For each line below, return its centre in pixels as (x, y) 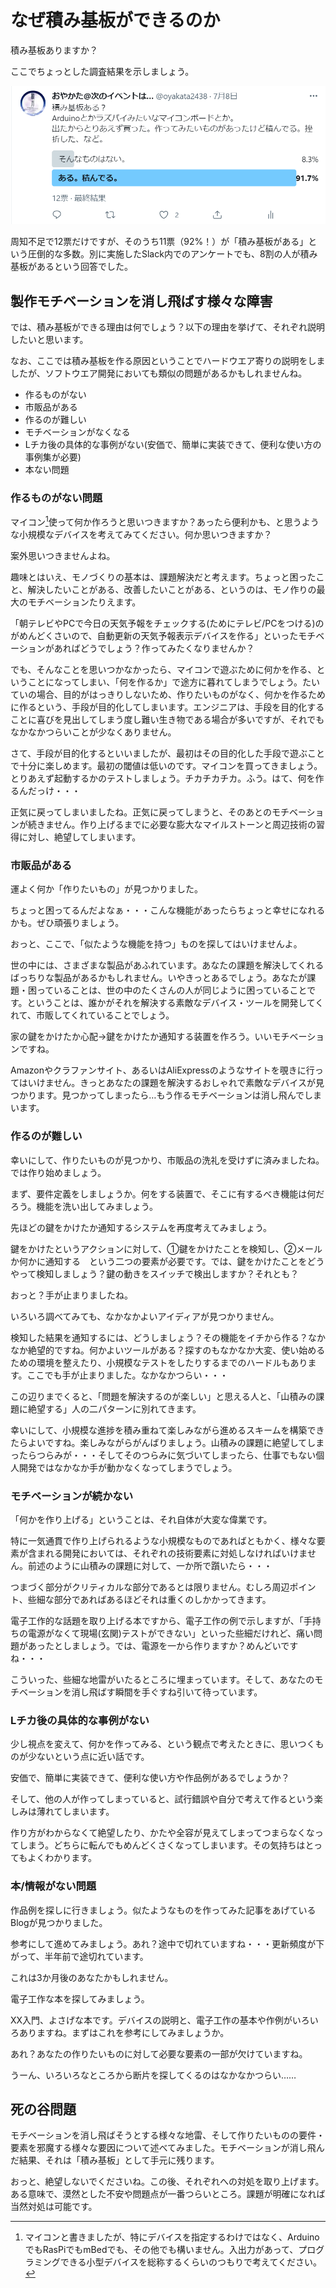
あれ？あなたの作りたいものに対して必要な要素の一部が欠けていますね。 (159, 2053)
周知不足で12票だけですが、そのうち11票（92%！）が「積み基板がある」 (159, 242)
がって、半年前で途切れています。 (79, 1956)
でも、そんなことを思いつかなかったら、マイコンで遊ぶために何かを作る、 (163, 670)
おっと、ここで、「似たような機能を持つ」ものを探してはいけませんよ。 (156, 944)
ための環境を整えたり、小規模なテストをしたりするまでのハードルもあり (159, 1362)
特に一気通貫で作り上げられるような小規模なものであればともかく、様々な (163, 1540)
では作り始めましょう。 (58, 1172)
